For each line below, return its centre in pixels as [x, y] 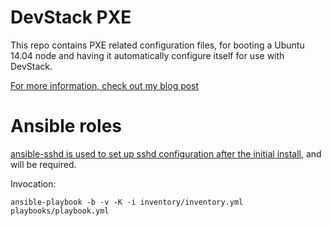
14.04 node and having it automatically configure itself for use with [147, 55]
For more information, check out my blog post [105, 85]
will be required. [43, 164]
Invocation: [33, 183]
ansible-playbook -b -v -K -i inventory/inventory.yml [127, 202]
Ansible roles [66, 126]
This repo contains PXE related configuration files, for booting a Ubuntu [157, 45]
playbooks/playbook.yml [60, 211]
